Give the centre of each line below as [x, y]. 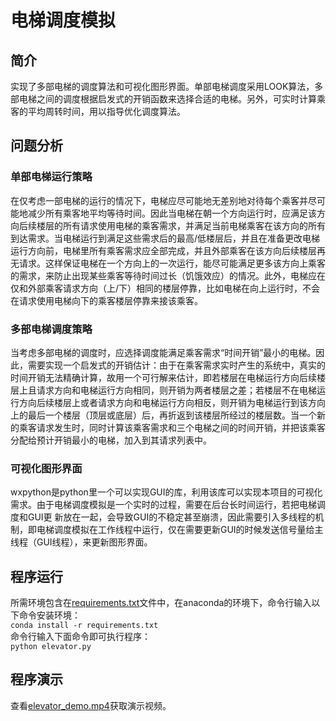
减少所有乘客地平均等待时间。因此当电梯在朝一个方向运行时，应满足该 [172, 213]
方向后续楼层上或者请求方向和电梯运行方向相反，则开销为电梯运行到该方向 [172, 402]
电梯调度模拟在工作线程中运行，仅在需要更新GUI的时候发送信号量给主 [180, 530]
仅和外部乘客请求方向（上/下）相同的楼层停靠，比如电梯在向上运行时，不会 [165, 288]
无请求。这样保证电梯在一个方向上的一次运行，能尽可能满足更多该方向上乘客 [168, 263]
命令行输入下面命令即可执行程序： [80, 637]
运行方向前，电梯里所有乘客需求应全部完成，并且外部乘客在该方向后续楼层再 [168, 250]
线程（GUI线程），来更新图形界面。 [81, 542]
